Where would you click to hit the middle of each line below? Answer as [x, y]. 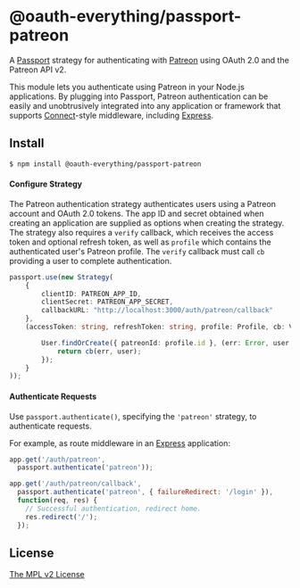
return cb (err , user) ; [99, 351]
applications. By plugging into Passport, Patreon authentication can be [139, 96]
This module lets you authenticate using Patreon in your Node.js [127, 87]
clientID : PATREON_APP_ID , [92, 294]
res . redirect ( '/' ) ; [62, 517]
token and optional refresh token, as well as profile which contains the [140, 242]
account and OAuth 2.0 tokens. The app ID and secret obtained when [137, 213]
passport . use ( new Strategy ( [62, 277]
